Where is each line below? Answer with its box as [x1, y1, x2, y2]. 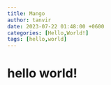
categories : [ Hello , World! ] [7, 29, 89, 37]
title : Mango [7, 10, 45, 17]
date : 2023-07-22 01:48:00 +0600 [7, 23, 105, 30]
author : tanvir [7, 17, 52, 23]
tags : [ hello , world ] [7, 36, 68, 43]
